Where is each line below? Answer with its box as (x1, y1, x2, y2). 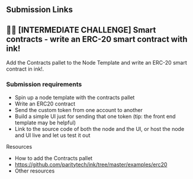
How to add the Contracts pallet (14, 154, 93, 162)
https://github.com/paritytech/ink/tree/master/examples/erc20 (14, 161, 168, 168)
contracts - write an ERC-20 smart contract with (6, 34, 188, 44)
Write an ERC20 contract (14, 100, 76, 107)
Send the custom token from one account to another (14, 106, 143, 113)
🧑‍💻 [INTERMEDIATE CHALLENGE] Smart (6, 25, 156, 35)
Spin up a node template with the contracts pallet (14, 94, 135, 101)
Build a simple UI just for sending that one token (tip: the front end (14, 113, 176, 120)
